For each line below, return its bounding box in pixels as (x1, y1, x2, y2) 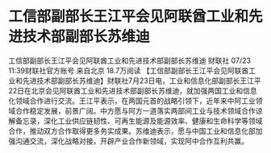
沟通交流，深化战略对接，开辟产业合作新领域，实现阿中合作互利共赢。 (15, 136, 248, 146)
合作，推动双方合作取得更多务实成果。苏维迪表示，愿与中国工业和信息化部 (8, 126, 256, 135)
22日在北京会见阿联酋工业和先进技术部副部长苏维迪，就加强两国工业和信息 (8, 85, 258, 95)
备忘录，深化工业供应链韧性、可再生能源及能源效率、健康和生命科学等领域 (15, 116, 263, 126)
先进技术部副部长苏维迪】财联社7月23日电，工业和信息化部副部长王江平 (22, 76, 262, 85)
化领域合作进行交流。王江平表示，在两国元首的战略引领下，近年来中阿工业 (8, 96, 256, 105)
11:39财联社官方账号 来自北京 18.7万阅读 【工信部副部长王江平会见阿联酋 (8, 65, 249, 75)
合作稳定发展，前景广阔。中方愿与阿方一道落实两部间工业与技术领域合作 (15, 105, 256, 115)
